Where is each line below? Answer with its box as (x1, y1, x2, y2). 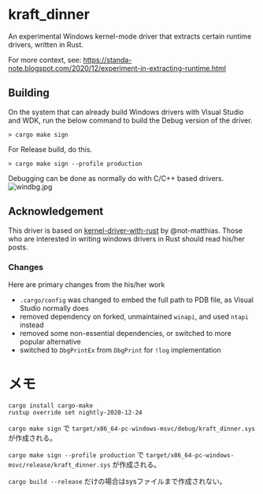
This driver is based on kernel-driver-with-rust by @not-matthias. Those (8, 226, 243, 235)
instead (19, 320, 45, 330)
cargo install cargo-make (8, 401, 93, 410)
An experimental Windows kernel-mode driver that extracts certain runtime (8, 31, 252, 41)
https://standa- (83, 55, 132, 65)
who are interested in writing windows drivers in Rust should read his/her (8, 234, 246, 243)
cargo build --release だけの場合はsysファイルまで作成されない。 (8, 476, 227, 485)
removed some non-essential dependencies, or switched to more (19, 328, 232, 337)
